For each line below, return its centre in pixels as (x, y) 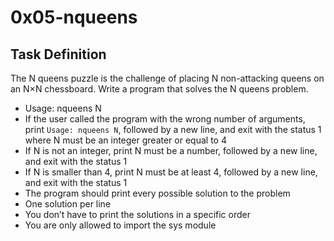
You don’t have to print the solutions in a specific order (137, 214)
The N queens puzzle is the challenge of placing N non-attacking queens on (167, 78)
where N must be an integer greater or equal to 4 (125, 140)
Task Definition (58, 54)
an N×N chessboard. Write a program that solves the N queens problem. (159, 89)
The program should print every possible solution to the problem (157, 193)
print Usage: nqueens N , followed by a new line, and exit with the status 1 (173, 129)
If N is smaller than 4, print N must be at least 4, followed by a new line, (171, 172)
